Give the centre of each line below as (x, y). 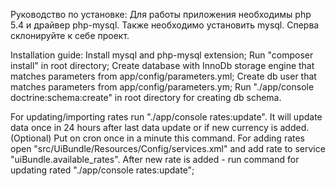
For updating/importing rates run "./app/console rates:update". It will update (166, 117)
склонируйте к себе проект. (70, 35)
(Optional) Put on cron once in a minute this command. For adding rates (158, 138)
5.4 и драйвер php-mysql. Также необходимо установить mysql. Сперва (165, 25)
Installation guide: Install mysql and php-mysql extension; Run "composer (162, 55)
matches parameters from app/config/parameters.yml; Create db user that (163, 76)
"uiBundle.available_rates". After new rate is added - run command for (155, 159)
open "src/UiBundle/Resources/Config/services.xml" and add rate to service (168, 148)
